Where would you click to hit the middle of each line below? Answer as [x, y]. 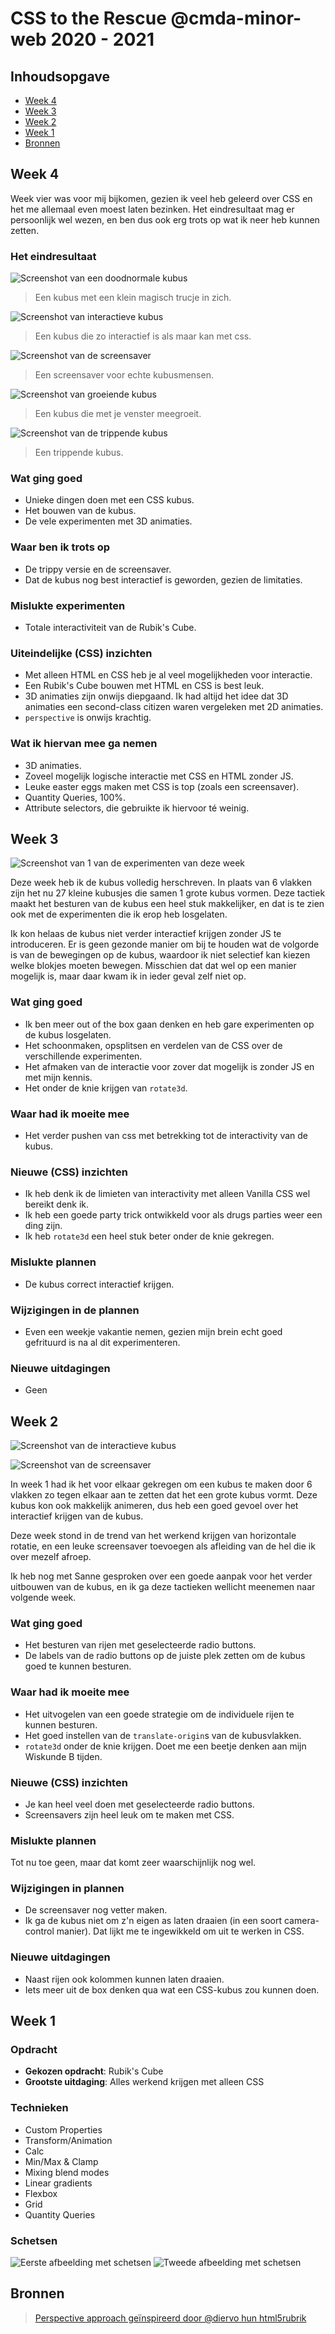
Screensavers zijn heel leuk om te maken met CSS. [129, 1814]
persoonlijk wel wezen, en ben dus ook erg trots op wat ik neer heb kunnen [165, 219]
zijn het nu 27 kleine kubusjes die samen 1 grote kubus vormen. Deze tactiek [168, 893]
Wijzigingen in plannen [67, 1889]
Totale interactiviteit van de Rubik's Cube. [110, 627]
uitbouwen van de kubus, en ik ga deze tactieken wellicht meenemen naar [163, 1586]
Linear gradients [58, 2183]
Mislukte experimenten [68, 605]
